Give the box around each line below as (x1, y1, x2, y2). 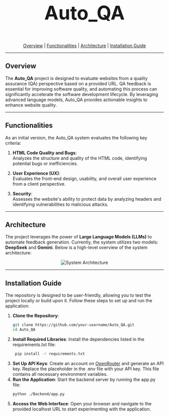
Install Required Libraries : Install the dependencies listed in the (12, 337, 145, 342)
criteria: (5, 140, 22, 146)
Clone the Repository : (12, 313, 59, 319)
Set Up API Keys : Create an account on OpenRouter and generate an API (12, 360, 164, 366)
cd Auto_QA (12, 327, 36, 332)
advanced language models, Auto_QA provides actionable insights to (5, 97, 147, 103)
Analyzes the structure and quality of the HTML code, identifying (12, 155, 147, 161)
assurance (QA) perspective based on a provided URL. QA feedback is (5, 80, 151, 87)
